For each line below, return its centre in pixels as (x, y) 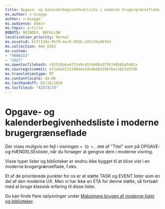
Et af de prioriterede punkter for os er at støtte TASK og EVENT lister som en (82, 176)
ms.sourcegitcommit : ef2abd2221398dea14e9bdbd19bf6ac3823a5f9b (71, 70)
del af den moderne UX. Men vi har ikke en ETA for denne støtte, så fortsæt (82, 181)
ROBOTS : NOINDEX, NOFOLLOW (33, 33)
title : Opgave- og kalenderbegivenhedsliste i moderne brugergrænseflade (82, 10)
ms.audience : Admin (25, 23)
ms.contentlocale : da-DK (31, 78)
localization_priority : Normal (37, 37)
